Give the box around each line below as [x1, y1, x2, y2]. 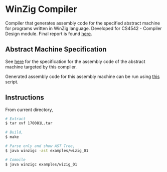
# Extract [5, 116, 26, 121]
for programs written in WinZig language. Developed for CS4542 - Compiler [5, 25, 162, 31]
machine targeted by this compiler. [5, 63, 77, 69]
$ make [5, 134, 19, 139]
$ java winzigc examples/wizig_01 [5, 161, 78, 167]
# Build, [5, 130, 24, 135]
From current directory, [5, 106, 54, 112]
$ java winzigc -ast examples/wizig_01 [5, 148, 89, 153]
